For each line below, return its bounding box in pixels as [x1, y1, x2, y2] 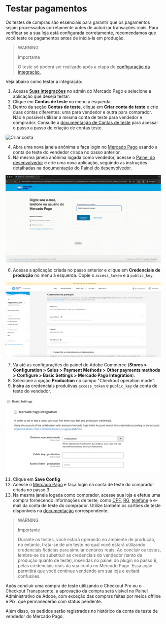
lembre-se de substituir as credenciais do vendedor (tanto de [17, 552, 142, 558]
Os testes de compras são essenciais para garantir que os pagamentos [5, 19, 150, 25]
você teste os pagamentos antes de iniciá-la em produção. [5, 35, 125, 41]
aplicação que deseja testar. [12, 93, 70, 99]
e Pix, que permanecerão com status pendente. [5, 598, 102, 604]
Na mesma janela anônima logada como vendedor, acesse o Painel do [12, 154, 155, 160]
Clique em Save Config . [12, 476, 62, 482]
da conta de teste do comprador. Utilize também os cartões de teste [22, 502, 161, 508]
